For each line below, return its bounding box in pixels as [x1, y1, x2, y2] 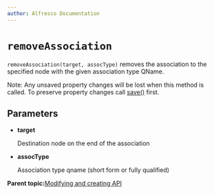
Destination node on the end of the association [17, 139, 150, 148]
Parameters [7, 107, 58, 119]
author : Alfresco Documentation [7, 10, 100, 17]
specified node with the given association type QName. [7, 67, 164, 76]
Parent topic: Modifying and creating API [7, 180, 122, 188]
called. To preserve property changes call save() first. [7, 87, 160, 96]
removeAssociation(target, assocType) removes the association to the [7, 60, 207, 68]
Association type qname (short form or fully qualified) [17, 166, 170, 174]
